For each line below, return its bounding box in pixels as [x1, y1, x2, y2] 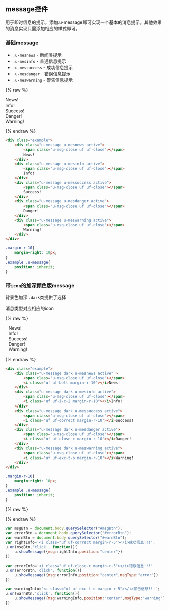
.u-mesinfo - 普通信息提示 [12, 58, 66, 64]
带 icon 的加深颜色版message [5, 282, 75, 289]
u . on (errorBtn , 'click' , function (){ [5, 568, 82, 573]
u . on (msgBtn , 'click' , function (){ [5, 544, 78, 549]
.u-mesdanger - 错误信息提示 [12, 71, 71, 77]
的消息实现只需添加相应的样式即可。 [5, 25, 80, 31]
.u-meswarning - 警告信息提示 [12, 77, 73, 83]
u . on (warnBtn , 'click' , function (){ [5, 591, 80, 596]
